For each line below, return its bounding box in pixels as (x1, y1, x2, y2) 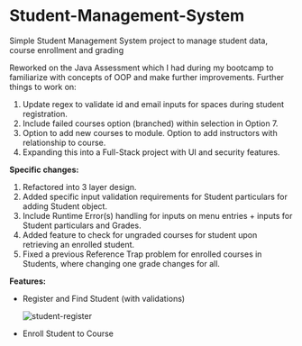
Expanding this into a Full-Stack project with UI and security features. (22, 146, 280, 158)
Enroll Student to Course (22, 328, 114, 339)
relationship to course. (22, 137, 106, 148)
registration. (22, 108, 68, 119)
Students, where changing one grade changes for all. (22, 258, 221, 269)
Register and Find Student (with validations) (22, 293, 186, 304)
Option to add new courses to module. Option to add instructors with (22, 127, 278, 138)
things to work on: (9, 81, 77, 92)
